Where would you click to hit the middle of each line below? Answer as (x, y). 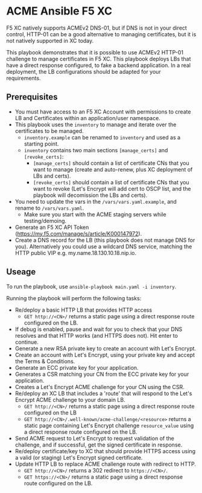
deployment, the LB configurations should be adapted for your (84, 71)
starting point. (41, 144)
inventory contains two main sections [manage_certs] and (96, 150)
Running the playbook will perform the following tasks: (74, 298)
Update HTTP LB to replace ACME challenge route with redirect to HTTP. (106, 464)
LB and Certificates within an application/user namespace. (88, 118)
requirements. (24, 78)
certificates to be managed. (49, 130)
